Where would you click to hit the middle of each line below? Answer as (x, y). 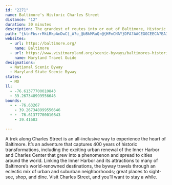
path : (11, 34)
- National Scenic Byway (36, 67)
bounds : (14, 100)
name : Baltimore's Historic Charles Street (52, 15)
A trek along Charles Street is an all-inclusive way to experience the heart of (86, 138)
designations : (20, 63)
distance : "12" (21, 19)
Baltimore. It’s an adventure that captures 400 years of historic (71, 144)
